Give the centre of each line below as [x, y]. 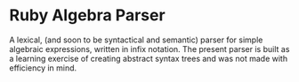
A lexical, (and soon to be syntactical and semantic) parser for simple [136, 40]
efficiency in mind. [43, 68]
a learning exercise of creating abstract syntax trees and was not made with [148, 58]
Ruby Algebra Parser [88, 15]
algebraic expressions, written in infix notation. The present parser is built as [149, 48]
